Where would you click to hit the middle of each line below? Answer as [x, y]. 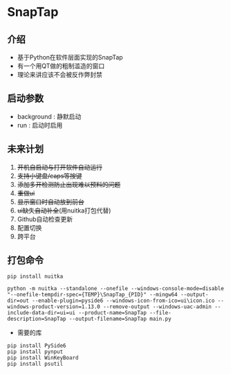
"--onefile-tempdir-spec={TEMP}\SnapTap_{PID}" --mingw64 [92, 295]
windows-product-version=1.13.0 [54, 307]
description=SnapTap [37, 319]
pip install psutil [35, 364]
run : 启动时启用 [40, 125]
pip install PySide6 [37, 346]
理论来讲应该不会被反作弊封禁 [59, 74]
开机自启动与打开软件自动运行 [59, 167]
